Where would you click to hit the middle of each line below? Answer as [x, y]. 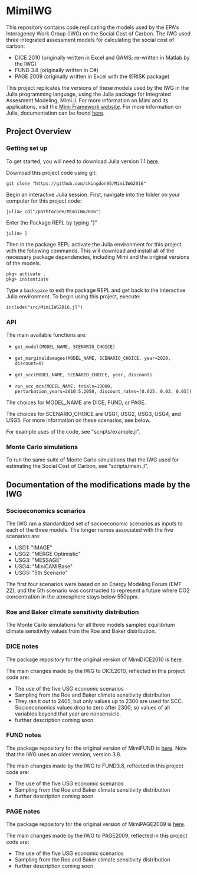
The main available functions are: [46, 334]
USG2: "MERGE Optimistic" [48, 554]
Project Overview [39, 131]
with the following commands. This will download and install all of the [90, 251]
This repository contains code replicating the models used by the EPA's [93, 27]
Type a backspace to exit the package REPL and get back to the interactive [96, 290]
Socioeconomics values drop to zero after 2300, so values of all [92, 707]
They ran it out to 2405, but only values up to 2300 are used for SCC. [99, 701]
